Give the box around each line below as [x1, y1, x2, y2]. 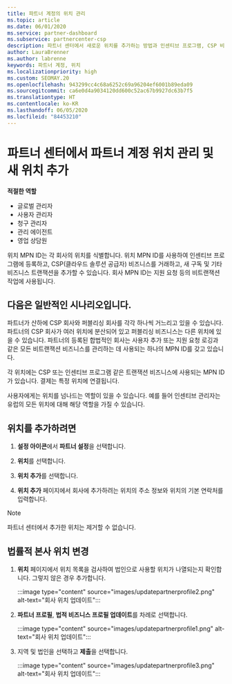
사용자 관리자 [17, 210, 53, 218]
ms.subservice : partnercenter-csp [7, 36, 107, 43]
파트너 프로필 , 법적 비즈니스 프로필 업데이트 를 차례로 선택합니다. [17, 611, 188, 619]
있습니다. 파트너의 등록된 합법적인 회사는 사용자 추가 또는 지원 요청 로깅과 [21, 336, 219, 344]
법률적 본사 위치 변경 [7, 545, 89, 557]
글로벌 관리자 [17, 202, 53, 210]
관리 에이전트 [17, 227, 53, 236]
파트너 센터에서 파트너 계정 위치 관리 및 [7, 145, 214, 161]
